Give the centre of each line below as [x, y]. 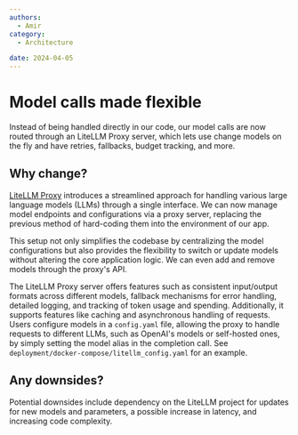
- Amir [29, 26]
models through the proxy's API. [68, 269]
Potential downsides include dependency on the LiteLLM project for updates [149, 402]
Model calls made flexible [105, 102]
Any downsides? [56, 380]
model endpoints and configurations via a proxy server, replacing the [136, 213]
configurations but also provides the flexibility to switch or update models [144, 250]
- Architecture [45, 42]
